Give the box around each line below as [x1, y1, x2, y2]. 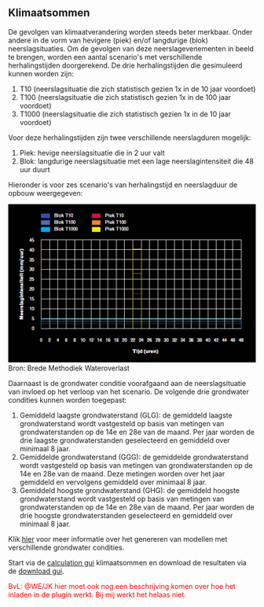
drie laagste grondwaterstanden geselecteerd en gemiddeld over [19, 436, 230, 445]
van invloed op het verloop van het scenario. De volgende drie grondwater [8, 387, 249, 396]
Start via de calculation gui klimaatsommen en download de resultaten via [8, 557, 247, 567]
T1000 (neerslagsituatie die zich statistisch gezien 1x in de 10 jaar [19, 109, 232, 119]
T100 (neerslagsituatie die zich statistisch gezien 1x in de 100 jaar [19, 92, 232, 101]
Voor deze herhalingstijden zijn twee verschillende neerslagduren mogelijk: [8, 133, 251, 142]
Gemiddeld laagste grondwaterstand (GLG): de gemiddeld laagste [19, 410, 233, 420]
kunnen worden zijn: [8, 68, 75, 78]
